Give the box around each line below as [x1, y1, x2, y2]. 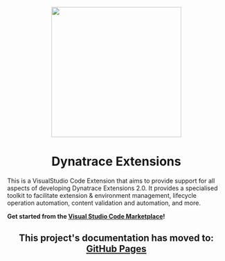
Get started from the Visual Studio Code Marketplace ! [7, 212, 165, 220]
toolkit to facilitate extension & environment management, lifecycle [7, 191, 197, 199]
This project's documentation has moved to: [18, 233, 215, 244]
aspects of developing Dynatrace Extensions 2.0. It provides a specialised [7, 184, 218, 192]
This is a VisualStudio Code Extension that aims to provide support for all [7, 176, 215, 185]
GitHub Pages [86, 243, 147, 255]
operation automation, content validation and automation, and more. [7, 199, 201, 207]
